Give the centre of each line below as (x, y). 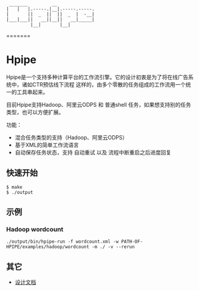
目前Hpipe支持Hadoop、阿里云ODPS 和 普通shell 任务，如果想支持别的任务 (99, 104)
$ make (14, 187)
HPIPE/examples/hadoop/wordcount (48, 247)
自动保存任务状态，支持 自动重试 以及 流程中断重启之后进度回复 (93, 152)
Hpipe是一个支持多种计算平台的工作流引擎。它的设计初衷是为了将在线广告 (97, 77)
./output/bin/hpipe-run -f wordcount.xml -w (62, 242)
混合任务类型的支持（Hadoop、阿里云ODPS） (71, 137)
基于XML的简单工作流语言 (47, 145)
